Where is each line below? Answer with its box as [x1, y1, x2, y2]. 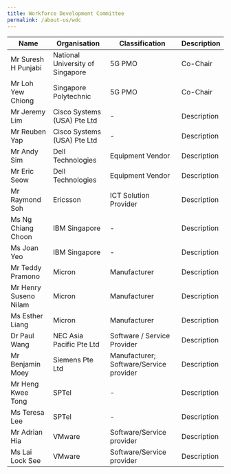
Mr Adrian [10, 427, 43, 437]
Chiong [10, 96, 34, 105]
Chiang [10, 223, 34, 233]
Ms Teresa [10, 407, 45, 417]
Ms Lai [10, 447, 32, 457]
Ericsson [52, 194, 81, 204]
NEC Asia [52, 331, 84, 340]
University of [52, 59, 95, 68]
